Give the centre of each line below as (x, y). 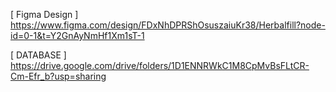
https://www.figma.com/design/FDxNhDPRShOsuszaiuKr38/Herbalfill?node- (168, 25)
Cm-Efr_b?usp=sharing (58, 76)
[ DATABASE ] (38, 55)
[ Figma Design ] (44, 14)
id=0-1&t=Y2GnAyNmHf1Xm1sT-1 (77, 35)
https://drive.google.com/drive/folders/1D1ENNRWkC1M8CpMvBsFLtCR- (160, 65)
